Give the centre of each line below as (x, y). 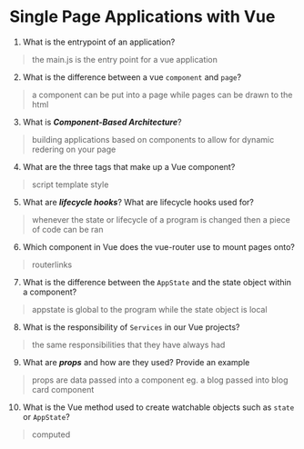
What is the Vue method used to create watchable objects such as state (158, 407)
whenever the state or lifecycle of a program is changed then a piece (161, 219)
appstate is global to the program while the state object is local (149, 309)
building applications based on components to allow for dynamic (153, 139)
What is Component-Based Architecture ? (102, 122)
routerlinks (52, 264)
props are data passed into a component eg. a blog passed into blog (160, 380)
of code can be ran (67, 229)
